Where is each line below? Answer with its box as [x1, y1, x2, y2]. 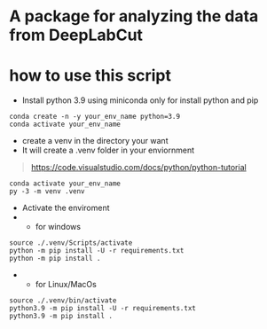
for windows [35, 222, 82, 232]
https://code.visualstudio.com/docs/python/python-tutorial [30, 162, 247, 173]
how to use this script [9, 66, 171, 86]
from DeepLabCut [9, 25, 144, 45]
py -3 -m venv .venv [9, 187, 86, 196]
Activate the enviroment [21, 202, 110, 214]
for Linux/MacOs [35, 279, 98, 290]
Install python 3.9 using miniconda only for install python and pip [21, 95, 259, 106]
